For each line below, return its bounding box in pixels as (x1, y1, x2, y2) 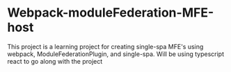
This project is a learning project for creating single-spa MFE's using (7, 42, 204, 51)
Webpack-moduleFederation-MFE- (7, 5, 214, 21)
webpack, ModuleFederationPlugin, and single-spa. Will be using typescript (7, 50, 225, 58)
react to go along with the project (7, 57, 103, 65)
